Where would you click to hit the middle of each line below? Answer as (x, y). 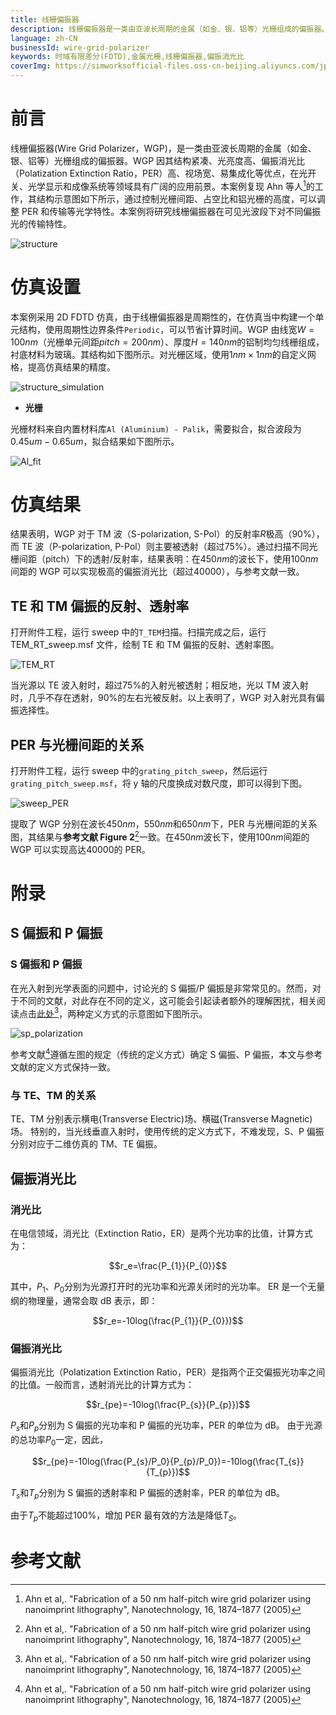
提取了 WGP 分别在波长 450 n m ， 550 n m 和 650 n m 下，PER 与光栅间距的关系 (164, 824)
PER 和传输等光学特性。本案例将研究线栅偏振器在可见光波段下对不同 (162, 211)
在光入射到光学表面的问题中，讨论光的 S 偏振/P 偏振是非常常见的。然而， (161, 988)
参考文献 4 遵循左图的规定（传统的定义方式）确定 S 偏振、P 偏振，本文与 (158, 1053)
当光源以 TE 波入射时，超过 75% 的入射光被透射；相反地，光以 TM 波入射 (159, 685)
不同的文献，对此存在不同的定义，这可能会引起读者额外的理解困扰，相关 (167, 1000)
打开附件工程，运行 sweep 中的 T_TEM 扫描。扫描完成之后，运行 (138, 632)
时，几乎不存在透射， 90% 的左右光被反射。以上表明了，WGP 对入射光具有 (163, 698)
